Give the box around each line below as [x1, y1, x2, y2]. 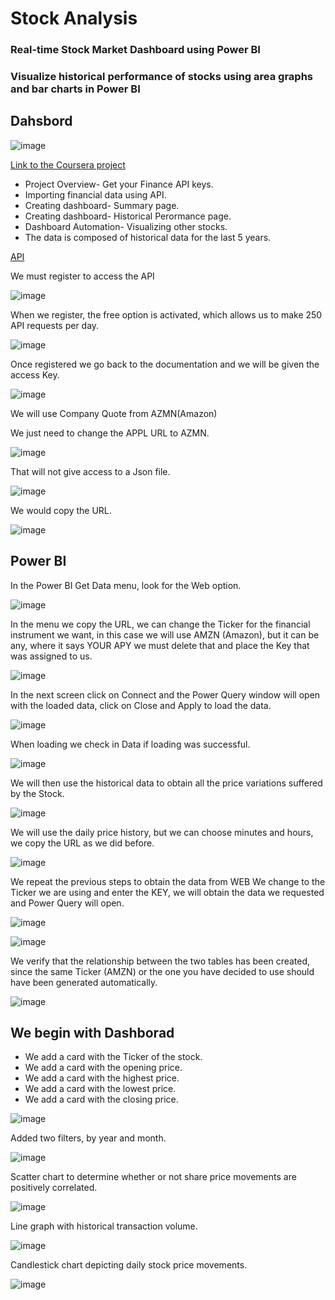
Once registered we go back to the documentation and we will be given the [10, 358, 320, 370]
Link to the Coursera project [10, 158, 126, 171]
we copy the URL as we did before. [10, 837, 155, 849]
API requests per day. [10, 319, 100, 331]
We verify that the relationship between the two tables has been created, [10, 955, 311, 967]
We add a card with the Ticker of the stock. [24, 1051, 203, 1063]
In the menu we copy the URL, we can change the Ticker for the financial [10, 618, 311, 630]
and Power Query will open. [10, 897, 125, 909]
